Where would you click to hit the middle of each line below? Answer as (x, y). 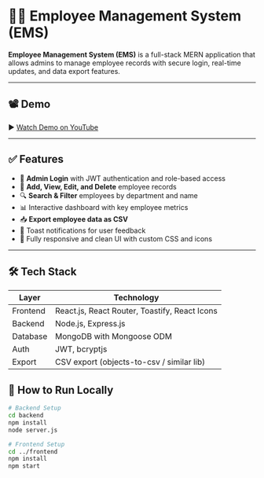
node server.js (33, 430)
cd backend (26, 416)
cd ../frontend (33, 451)
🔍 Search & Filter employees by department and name (108, 195)
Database (30, 336)
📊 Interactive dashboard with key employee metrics (104, 207)
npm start (24, 466)
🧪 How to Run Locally (61, 390)
